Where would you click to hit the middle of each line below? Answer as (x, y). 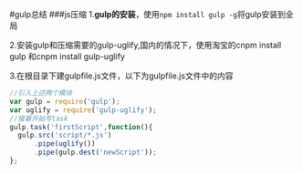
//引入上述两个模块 (41, 93)
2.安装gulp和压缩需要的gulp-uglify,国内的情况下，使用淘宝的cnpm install (146, 45)
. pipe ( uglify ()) (64, 144)
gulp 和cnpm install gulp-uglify (68, 56)
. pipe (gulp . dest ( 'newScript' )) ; (95, 153)
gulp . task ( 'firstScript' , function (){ (81, 127)
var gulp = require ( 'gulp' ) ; (65, 101)
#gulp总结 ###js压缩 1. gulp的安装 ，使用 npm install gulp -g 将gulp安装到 (147, 14)
